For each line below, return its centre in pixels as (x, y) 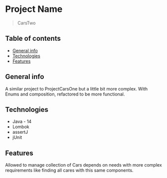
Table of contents (33, 39)
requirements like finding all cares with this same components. (69, 171)
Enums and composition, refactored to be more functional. (65, 94)
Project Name (34, 9)
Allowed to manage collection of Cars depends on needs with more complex (83, 165)
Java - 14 (22, 122)
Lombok (21, 127)
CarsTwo (26, 23)
